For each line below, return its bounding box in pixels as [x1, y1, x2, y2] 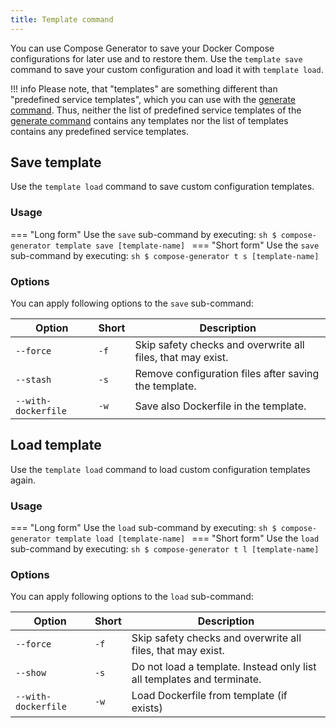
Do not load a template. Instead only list [131, 660, 317, 674]
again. [10, 474, 37, 486]
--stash [15, 374, 52, 386]
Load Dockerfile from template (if [131, 689, 288, 703]
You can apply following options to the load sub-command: [10, 591, 254, 603]
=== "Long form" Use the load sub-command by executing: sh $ [10, 522, 277, 534]
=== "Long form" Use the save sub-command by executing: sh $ [10, 228, 277, 240]
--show [15, 667, 47, 679]
